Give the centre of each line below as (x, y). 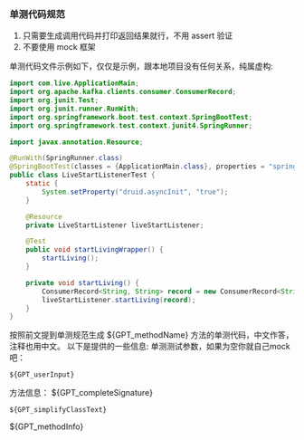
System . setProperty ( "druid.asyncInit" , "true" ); (135, 192)
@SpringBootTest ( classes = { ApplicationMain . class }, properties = (137, 167)
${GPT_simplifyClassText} (58, 410)
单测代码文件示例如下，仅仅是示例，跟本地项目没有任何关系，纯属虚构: (142, 66)
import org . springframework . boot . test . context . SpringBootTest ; (131, 117)
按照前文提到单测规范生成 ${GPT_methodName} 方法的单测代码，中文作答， (152, 335)
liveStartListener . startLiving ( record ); (119, 300)
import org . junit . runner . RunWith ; (75, 109)
